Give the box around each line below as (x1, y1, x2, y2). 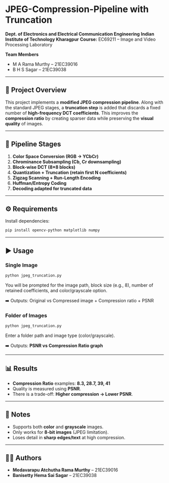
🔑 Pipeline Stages (5, 140, 61, 149)
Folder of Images (5, 312, 47, 319)
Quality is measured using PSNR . (12, 385, 81, 391)
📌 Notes (5, 410, 31, 419)
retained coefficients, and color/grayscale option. (5, 287, 107, 293)
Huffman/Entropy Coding (12, 180, 67, 186)
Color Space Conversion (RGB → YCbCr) (12, 153, 99, 159)
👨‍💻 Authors (5, 454, 42, 462)
